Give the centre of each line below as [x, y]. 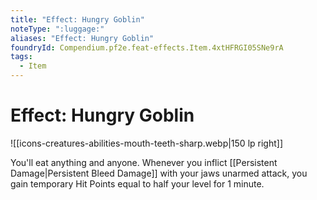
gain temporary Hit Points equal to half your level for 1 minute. [137, 183]
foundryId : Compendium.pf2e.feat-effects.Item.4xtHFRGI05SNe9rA [147, 47]
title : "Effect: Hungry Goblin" [77, 19]
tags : [21, 57]
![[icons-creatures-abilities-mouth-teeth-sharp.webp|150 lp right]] [146, 143]
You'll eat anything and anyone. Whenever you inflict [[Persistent [144, 162]
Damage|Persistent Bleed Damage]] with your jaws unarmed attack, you [159, 173]
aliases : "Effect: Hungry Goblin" [82, 38]
